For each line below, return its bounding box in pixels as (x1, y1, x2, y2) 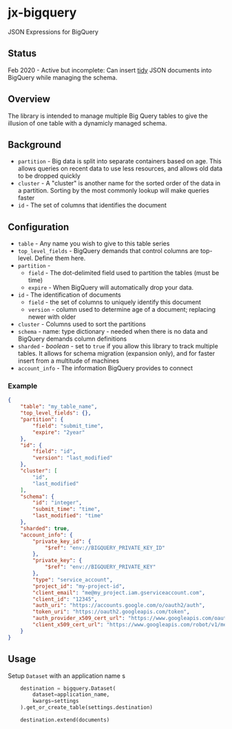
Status (8, 48, 37, 59)
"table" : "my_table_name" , (20, 403, 98, 410)
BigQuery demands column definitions (17, 334, 127, 343)
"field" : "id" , (32, 448, 76, 455)
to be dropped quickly (17, 172, 81, 180)
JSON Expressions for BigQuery (8, 28, 99, 36)
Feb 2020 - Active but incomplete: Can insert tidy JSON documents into (8, 66, 212, 74)
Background (8, 139, 61, 150)
